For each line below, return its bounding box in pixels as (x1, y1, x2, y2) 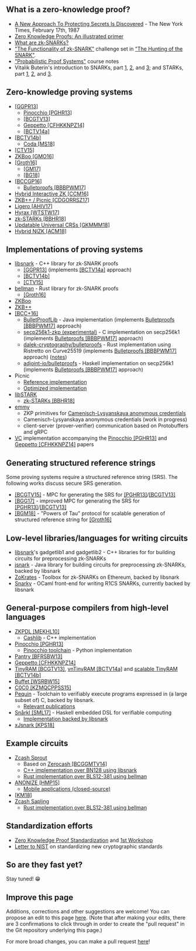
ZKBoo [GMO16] (14, 153, 54, 160)
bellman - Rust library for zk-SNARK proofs (14, 285, 119, 292)
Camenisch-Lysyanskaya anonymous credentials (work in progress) (23, 416, 187, 423)
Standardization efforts (6, 821, 93, 831)
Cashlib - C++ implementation (23, 634, 97, 641)
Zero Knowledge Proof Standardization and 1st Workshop (14, 837, 153, 844)
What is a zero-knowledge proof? (6, 5, 130, 15)
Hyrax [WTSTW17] (14, 208, 60, 216)
